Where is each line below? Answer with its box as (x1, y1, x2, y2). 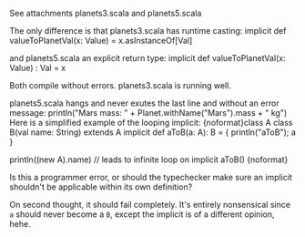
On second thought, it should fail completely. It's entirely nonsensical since (9, 200, 291, 210)
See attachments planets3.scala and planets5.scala (9, 8, 202, 18)
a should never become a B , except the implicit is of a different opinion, (9, 209, 275, 220)
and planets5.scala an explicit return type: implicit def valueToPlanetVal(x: (9, 53, 286, 63)
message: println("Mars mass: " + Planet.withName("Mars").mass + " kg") (9, 108, 288, 118)
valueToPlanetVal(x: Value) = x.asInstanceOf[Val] (9, 36, 193, 46)
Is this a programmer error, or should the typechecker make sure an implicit (9, 172, 293, 182)
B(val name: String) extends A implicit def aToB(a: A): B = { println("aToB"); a (9, 127, 296, 138)
